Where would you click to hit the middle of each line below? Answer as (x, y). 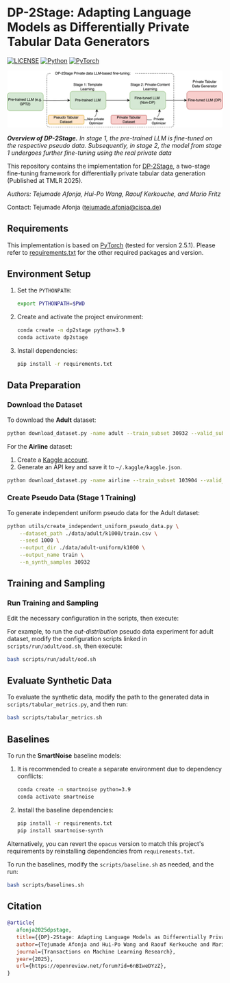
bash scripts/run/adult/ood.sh (52, 659)
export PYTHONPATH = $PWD (51, 304)
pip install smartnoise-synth (60, 830)
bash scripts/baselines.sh (46, 885)
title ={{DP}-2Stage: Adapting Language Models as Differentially (111, 937)
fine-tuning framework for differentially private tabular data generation (106, 173)
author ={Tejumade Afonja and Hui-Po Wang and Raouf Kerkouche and (113, 944)
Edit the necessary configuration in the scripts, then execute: (93, 618)
